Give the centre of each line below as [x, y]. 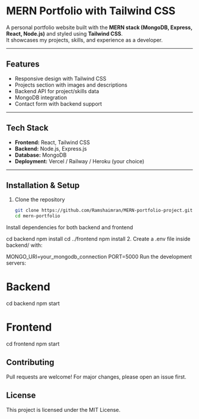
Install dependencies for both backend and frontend [70, 227]
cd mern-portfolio [37, 216]
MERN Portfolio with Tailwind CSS [91, 11]
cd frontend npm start [33, 344]
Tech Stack [27, 128]
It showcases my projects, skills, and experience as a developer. [84, 40]
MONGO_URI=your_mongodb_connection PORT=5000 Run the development [99, 257]
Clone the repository [40, 199]
